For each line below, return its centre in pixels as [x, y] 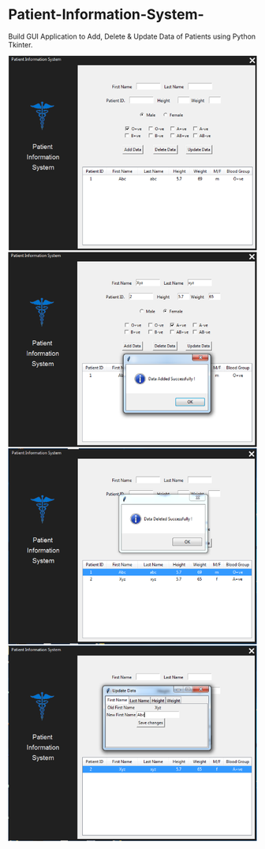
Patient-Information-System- [106, 15]
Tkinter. [21, 44]
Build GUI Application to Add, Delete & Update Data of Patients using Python [132, 36]
